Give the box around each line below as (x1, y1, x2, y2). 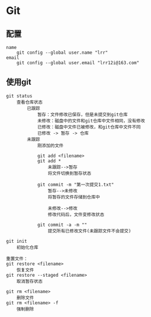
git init (6, 238, 27, 244)
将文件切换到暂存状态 (47, 170, 92, 176)
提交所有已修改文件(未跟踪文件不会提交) (47, 228, 131, 234)
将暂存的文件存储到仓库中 (47, 194, 100, 200)
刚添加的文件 (37, 142, 64, 148)
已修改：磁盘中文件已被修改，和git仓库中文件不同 (37, 124, 141, 130)
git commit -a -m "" (37, 222, 87, 228)
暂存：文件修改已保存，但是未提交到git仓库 (37, 112, 128, 117)
